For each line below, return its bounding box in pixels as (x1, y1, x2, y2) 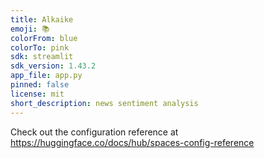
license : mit (10, 89, 65, 99)
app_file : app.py (10, 71, 83, 81)
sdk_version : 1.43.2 (10, 61, 97, 71)
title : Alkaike (10, 14, 74, 25)
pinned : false (10, 80, 70, 90)
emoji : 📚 (10, 24, 50, 34)
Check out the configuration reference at (10, 126, 179, 138)
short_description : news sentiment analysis (10, 98, 199, 108)
